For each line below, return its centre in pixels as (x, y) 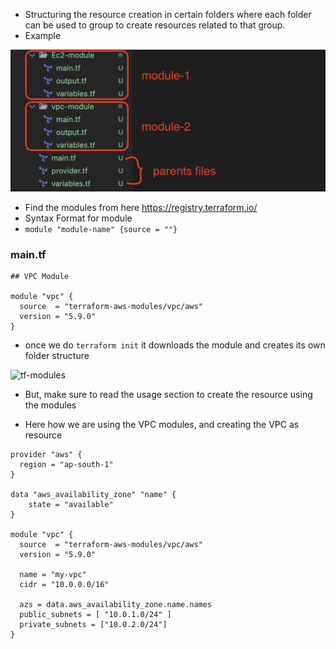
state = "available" (71, 505)
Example (43, 35)
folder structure (57, 356)
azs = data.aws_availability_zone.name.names (116, 605)
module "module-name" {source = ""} (101, 229)
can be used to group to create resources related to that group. (155, 25)
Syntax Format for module (78, 218)
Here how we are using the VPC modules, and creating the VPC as (162, 425)
